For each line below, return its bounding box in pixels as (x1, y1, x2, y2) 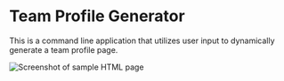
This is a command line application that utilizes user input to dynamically (9, 35, 275, 46)
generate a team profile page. (9, 44, 118, 55)
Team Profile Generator (9, 6, 185, 26)
